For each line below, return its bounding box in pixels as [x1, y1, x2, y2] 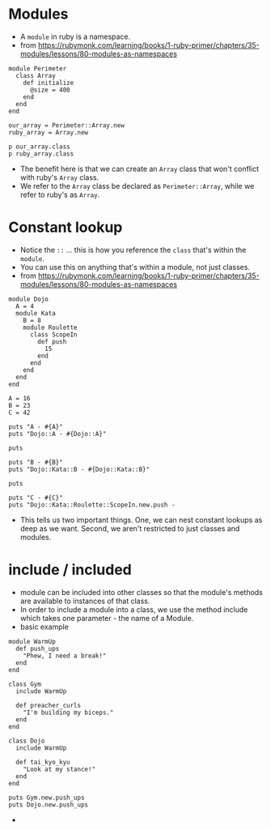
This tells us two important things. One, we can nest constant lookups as [19, 515, 263, 524]
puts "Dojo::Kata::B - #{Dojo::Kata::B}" [8, 465, 150, 473]
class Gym [8, 680, 42, 688]
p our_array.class [8, 143, 70, 151]
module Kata [15, 309, 57, 317]
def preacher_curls [15, 701, 82, 709]
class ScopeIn [29, 330, 78, 339]
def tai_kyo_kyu [15, 758, 70, 766]
